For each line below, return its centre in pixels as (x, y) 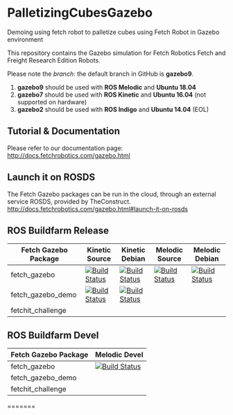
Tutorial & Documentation (63, 131)
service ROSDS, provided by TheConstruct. (69, 201)
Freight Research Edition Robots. (54, 60)
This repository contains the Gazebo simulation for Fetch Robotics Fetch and (116, 53)
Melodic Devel (119, 355)
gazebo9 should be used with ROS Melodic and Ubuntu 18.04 (106, 87)
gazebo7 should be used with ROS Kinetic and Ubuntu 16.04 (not (112, 95)
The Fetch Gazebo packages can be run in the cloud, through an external (112, 194)
